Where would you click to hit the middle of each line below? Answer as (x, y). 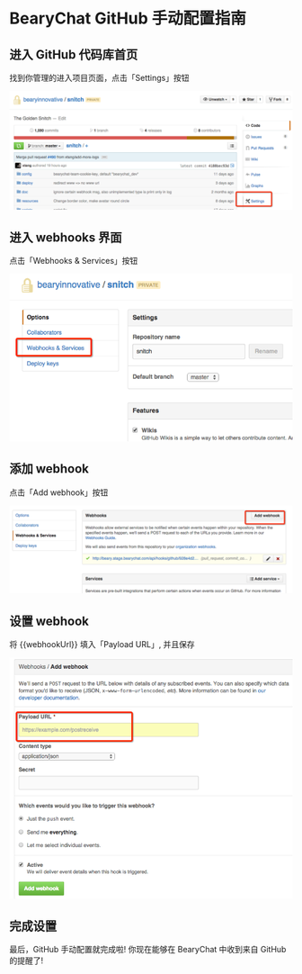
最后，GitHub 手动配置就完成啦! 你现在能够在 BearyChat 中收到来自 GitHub (148, 950)
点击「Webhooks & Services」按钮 (74, 260)
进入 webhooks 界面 (66, 237)
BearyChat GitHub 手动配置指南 (128, 18)
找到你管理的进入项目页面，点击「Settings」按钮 (99, 78)
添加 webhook (49, 469)
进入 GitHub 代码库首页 (74, 54)
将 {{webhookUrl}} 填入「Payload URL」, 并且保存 (102, 644)
